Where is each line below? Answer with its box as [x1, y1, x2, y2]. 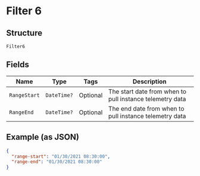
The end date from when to [108, 104, 185, 112]
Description [133, 77, 167, 86]
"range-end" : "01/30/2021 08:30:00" [11, 159, 102, 165]
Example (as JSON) [6, 132, 79, 142]
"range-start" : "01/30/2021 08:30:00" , [11, 153, 111, 159]
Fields [6, 59, 30, 70]
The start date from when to [108, 87, 186, 96]
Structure [6, 28, 43, 38]
